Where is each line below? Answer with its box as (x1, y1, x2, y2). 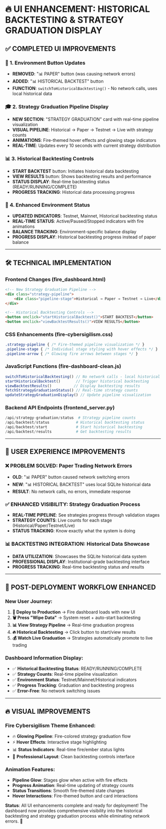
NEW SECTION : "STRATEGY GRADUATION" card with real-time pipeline (12, 116, 159, 122)
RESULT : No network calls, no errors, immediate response (12, 488, 131, 494)
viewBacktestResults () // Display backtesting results (5, 383, 140, 389)
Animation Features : (5, 766, 55, 773)
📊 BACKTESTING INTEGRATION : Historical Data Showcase (5, 540, 150, 547)
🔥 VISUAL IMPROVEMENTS (5, 707, 90, 715)
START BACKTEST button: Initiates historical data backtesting (12, 168, 139, 174)
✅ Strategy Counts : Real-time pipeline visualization (12, 671, 118, 677)
